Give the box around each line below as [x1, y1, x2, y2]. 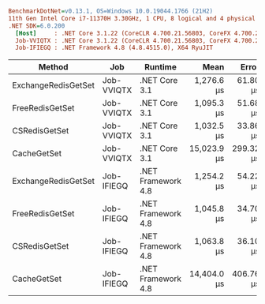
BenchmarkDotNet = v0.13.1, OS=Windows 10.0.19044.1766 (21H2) [8, 7, 214, 15]
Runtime [144, 62, 177, 73]
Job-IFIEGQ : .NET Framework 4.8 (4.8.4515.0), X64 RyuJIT [15, 44, 214, 52]
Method [38, 62, 69, 73]
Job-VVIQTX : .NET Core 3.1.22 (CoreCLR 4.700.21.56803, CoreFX [15, 36, 231, 44]
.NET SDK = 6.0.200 [8, 21, 65, 30]
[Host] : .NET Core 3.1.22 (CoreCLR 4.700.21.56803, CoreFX [15, 29, 231, 37]
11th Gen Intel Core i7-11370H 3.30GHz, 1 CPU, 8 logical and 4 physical [8, 14, 256, 22]
